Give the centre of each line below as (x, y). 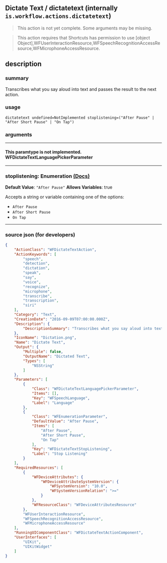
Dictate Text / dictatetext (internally (61, 8)
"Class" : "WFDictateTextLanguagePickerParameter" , (85, 389)
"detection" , (37, 264)
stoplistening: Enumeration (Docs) (47, 176)
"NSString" (43, 366)
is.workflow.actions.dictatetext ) (58, 16)
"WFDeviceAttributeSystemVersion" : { (80, 482)
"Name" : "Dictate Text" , (40, 342)
